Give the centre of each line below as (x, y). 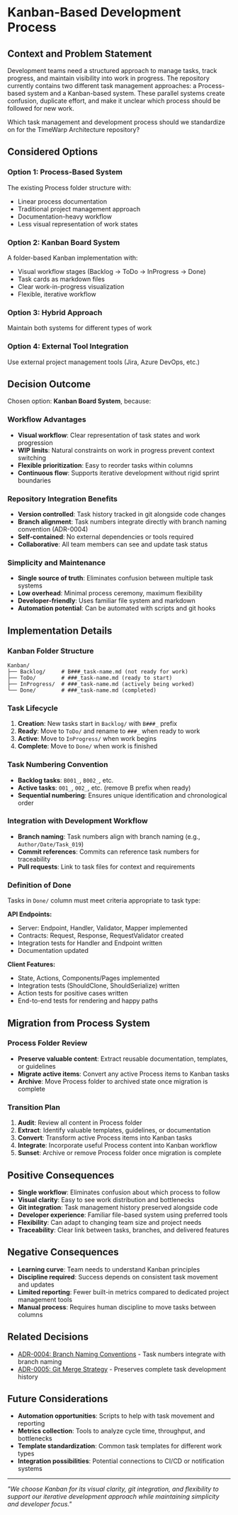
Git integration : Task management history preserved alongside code (118, 1207)
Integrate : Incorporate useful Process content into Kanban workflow (117, 1145)
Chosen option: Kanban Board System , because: (79, 401)
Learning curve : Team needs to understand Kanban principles (109, 1269)
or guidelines (36, 1066)
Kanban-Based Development (94, 12)
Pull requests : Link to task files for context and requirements (106, 866)
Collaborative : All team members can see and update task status (113, 544)
